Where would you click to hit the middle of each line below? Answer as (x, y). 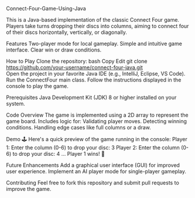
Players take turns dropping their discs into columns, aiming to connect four (97, 26)
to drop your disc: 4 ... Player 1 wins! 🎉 (59, 154)
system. (16, 104)
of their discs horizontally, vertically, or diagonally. (67, 32)
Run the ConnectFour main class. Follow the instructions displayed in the (94, 80)
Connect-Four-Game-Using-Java (46, 8)
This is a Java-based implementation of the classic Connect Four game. (93, 20)
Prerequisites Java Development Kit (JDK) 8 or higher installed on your (91, 97)
